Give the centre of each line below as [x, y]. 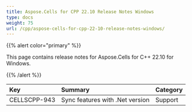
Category [169, 90]
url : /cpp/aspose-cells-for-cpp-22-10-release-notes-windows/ [85, 28]
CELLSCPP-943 [32, 100]
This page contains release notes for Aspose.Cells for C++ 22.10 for [90, 57]
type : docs [20, 17]
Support [167, 100]
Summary [75, 90]
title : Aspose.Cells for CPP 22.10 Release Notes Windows [80, 12]
